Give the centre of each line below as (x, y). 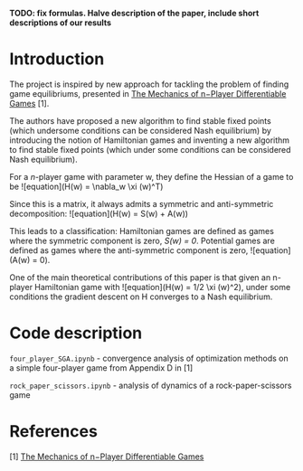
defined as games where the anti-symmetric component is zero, (129, 250)
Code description (76, 333)
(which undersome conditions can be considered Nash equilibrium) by (140, 130)
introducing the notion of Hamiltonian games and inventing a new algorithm (150, 140)
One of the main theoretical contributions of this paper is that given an (140, 277)
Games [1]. (29, 103)
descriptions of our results (60, 23)
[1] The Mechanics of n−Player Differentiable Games (107, 457)
